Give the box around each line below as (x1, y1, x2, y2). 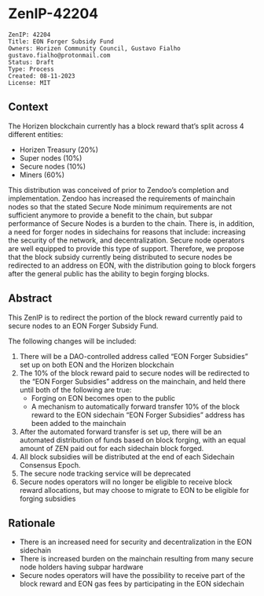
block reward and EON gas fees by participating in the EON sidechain (19, 579, 245, 589)
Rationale (8, 516, 56, 530)
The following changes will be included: (8, 336, 137, 346)
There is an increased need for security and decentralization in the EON (19, 537, 252, 547)
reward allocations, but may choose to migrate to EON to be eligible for (19, 485, 250, 494)
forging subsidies (19, 494, 76, 503)
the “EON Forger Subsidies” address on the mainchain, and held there (19, 376, 246, 386)
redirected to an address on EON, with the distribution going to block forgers (8, 261, 256, 270)
